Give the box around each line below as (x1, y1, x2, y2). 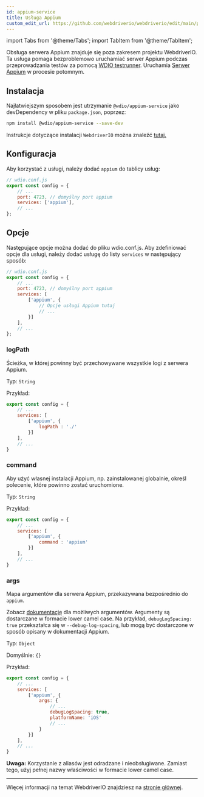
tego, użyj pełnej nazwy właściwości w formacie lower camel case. (6, 766, 174, 774)
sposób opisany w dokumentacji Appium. (6, 628, 110, 635)
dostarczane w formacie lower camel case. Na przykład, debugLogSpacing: (6, 615, 192, 622)
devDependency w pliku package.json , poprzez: (6, 108, 126, 116)
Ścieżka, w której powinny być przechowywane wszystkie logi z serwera (6, 359, 188, 366)
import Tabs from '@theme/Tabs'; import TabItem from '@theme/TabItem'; (6, 37, 193, 44)
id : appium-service (6, 9, 56, 15)
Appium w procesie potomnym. (6, 68, 85, 76)
